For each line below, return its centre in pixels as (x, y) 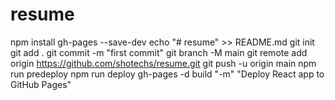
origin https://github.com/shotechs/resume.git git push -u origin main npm (163, 63)
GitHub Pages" (41, 84)
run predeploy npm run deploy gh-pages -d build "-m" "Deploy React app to (167, 74)
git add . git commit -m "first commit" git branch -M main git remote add (159, 52)
